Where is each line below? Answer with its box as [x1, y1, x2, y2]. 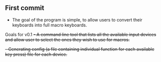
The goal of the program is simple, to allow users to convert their [12, 17, 142, 22]
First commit [5, 4, 44, 12]
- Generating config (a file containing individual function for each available [5, 46, 155, 52]
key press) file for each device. [5, 51, 67, 57]
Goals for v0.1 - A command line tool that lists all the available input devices [5, 31, 157, 37]
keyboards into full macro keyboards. [12, 22, 87, 28]
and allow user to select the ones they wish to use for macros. [5, 37, 130, 42]
